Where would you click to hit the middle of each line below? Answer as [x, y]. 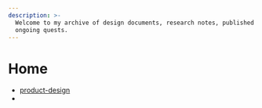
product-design [45, 90]
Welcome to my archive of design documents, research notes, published [135, 23]
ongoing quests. [42, 30]
